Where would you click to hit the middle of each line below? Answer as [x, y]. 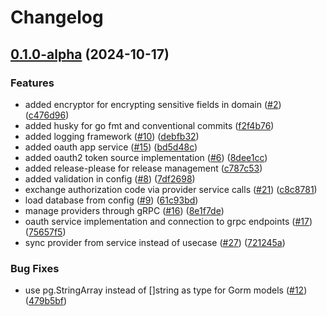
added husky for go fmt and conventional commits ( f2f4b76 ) [149, 125]
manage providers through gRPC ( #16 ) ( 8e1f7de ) [124, 210]
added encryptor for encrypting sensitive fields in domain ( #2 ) [153, 104]
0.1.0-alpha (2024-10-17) [90, 54]
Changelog [57, 17]
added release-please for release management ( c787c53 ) [143, 168]
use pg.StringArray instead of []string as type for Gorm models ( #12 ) [166, 290]
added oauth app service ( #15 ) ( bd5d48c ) [111, 147]
